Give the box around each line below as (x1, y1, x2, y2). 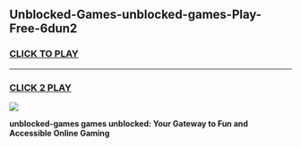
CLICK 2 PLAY (9, 81, 72, 94)
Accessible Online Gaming (9, 127, 110, 138)
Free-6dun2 (9, 21, 78, 37)
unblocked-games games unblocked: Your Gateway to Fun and (9, 118, 249, 128)
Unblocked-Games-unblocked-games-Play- (9, 7, 262, 22)
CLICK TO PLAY (9, 48, 79, 61)
